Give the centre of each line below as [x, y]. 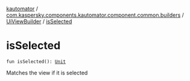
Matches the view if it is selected [47, 73]
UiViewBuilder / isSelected [39, 21]
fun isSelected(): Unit [36, 61]
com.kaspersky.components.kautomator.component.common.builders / [95, 15]
